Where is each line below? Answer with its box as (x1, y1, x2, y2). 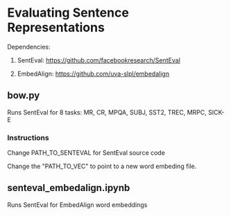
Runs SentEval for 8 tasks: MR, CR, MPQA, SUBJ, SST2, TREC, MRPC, (7, 108, 207, 116)
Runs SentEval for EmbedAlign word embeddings (7, 200, 148, 209)
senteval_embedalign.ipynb (7, 182, 130, 194)
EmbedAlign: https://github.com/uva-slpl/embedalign (17, 69, 170, 78)
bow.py (7, 90, 40, 101)
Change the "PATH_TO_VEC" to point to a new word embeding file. (7, 162, 197, 171)
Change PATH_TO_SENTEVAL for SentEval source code (7, 149, 165, 157)
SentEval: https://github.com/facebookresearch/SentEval (17, 56, 180, 64)
